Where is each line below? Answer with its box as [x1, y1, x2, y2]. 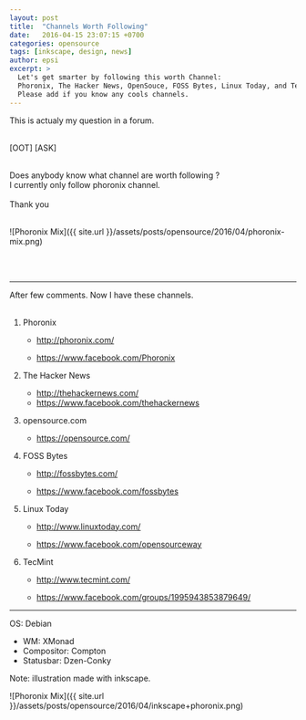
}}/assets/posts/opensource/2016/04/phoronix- [106, 225, 285, 237]
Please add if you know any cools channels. [17, 89, 189, 99]
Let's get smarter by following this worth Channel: [17, 73, 222, 82]
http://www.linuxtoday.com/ [36, 521, 141, 532]
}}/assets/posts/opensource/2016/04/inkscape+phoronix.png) [9, 700, 244, 711]
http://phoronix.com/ [36, 334, 115, 345]
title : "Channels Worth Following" [9, 22, 148, 31]
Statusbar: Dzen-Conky [22, 654, 112, 666]
